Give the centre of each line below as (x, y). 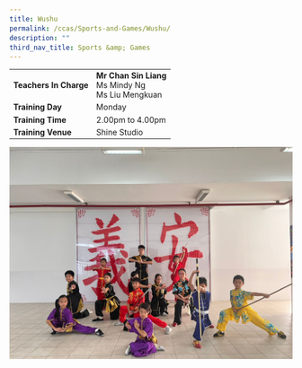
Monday (111, 107)
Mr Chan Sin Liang (131, 75)
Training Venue (42, 132)
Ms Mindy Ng (121, 85)
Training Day (38, 107)
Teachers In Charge (51, 85)
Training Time (40, 119)
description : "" (40, 38)
